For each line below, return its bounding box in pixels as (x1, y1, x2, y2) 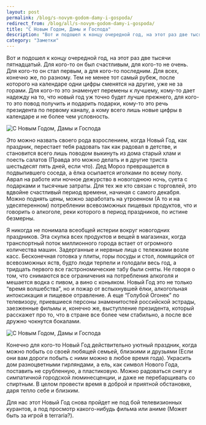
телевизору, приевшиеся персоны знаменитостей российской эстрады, (6, 298, 196, 305)
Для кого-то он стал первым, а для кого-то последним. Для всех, (6, 67, 179, 74)
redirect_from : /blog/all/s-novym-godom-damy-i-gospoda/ (6, 20, 155, 26)
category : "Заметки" (6, 37, 59, 43)
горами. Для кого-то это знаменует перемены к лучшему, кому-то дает (6, 87, 196, 94)
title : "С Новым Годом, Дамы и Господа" (6, 26, 112, 32)
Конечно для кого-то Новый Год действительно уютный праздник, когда (6, 341, 197, 348)
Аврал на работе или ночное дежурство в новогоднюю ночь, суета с (6, 176, 188, 182)
